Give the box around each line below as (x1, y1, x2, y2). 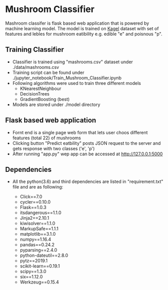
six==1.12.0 (20, 274, 43, 280)
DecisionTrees (20, 90, 50, 96)
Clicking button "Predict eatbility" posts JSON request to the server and (12, 140, 161, 146)
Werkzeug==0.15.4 (20, 279, 59, 285)
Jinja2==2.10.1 (20, 215, 49, 221)
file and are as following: (12, 184, 64, 190)
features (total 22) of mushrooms (12, 135, 81, 141)
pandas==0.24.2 (20, 242, 55, 248)
